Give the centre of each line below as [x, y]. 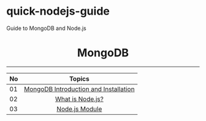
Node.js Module [79, 109]
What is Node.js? [79, 99]
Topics [80, 79]
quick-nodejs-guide [58, 11]
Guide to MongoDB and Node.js [47, 28]
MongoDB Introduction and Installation [79, 89]
